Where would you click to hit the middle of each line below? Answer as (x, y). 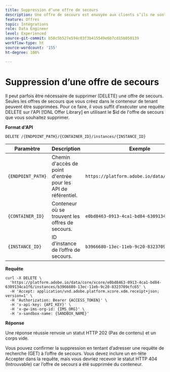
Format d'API (19, 127)
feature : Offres (22, 19)
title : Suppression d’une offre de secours (52, 10)
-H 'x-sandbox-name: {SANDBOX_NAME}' (50, 314)
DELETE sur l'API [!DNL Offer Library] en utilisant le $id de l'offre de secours (85, 112)
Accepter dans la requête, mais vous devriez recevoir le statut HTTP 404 (81, 359)
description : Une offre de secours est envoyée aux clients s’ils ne (80, 15)
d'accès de (65, 164)
